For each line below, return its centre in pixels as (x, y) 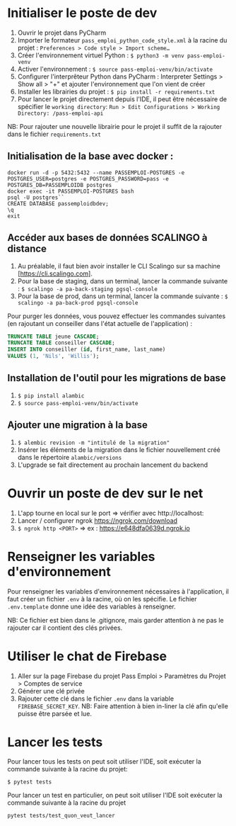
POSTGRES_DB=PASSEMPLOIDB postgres (60, 185)
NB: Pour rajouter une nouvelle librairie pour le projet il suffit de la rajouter (115, 126)
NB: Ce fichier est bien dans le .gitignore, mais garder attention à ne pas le (116, 620)
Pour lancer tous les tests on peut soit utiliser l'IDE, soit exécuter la (104, 762)
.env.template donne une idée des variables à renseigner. (92, 606)
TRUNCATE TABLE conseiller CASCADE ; (61, 343)
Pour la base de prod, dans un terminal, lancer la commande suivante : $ (123, 296)
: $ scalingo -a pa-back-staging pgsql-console (87, 288)
